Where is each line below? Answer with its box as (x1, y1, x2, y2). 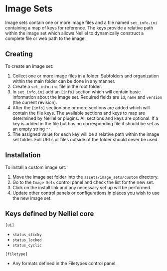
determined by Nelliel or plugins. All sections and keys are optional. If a (12, 115, 159, 121)
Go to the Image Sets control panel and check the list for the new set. (12, 179, 155, 185)
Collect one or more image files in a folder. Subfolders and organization (12, 73, 159, 79)
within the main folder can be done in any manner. (12, 78, 116, 84)
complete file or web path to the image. (5, 35, 86, 41)
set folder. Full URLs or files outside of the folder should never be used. (12, 136, 159, 142)
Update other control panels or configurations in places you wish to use (12, 190, 160, 196)
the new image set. (12, 195, 52, 201)
